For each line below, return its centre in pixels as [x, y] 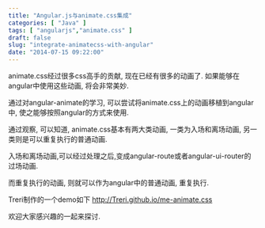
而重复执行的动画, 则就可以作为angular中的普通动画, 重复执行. [109, 182]
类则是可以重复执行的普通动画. [58, 139]
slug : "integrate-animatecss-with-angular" [81, 45]
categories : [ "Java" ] [47, 23]
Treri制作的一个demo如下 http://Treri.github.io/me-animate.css [110, 199]
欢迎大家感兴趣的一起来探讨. [55, 216]
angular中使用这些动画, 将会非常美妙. [68, 85]
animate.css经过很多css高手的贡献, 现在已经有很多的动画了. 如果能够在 [124, 76]
